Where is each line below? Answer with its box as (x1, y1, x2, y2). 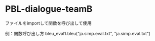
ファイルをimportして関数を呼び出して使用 (5, 20, 92, 26)
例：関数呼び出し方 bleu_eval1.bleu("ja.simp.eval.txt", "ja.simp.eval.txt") (5, 30, 151, 36)
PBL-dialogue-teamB (5, 3, 93, 15)
